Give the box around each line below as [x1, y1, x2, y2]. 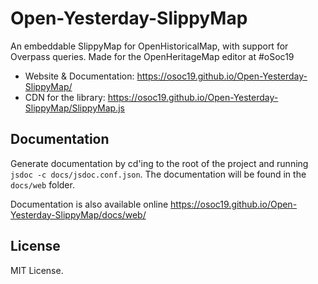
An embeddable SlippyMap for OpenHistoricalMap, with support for [10, 40, 289, 52]
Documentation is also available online [10, 198, 169, 210]
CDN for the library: [24, 91, 106, 103]
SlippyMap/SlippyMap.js [24, 102, 125, 114]
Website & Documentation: [24, 70, 135, 82]
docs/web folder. [10, 178, 75, 191]
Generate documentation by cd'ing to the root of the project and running [10, 157, 309, 169]
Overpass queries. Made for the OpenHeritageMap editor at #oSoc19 [10, 50, 295, 62]
